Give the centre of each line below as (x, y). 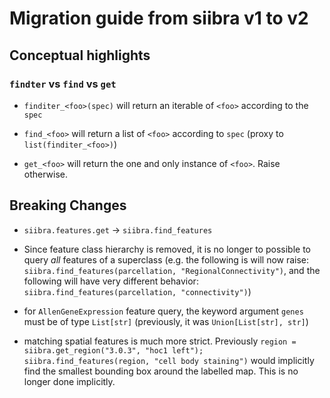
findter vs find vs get (63, 84)
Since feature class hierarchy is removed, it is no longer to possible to (167, 249)
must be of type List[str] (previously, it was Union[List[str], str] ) (166, 321)
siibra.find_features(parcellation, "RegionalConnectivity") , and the (172, 270)
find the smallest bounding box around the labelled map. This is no (161, 371)
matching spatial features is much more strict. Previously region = (160, 341)
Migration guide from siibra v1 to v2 (159, 18)
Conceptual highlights (80, 55)
